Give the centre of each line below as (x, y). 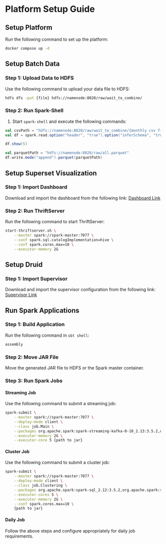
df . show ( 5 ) (16, 144)
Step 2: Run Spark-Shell (34, 111)
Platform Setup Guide (50, 9)
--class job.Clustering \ (41, 485)
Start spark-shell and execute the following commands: (69, 121)
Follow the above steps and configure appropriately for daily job (70, 531)
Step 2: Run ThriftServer (35, 211)
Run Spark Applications (42, 310)
